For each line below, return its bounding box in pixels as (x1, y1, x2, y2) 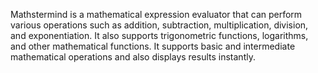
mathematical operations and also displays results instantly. (10, 51, 256, 63)
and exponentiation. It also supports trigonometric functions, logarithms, (10, 30, 309, 41)
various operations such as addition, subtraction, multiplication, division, (10, 19, 309, 31)
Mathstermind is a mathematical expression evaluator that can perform (10, 9, 303, 20)
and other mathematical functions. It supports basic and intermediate (10, 40, 296, 52)
